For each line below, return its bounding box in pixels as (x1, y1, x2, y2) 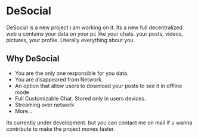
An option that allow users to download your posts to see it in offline (14, 82, 182, 89)
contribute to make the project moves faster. (6, 125, 115, 132)
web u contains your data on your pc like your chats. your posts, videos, (6, 30, 184, 37)
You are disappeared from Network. (14, 76, 103, 83)
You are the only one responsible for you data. (14, 70, 129, 77)
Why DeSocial (6, 54, 60, 64)
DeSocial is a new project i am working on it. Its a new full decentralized (6, 24, 183, 31)
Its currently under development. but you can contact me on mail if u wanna (6, 119, 193, 126)
